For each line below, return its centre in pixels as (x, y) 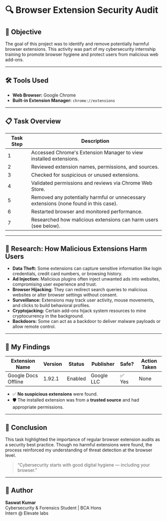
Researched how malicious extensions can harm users (95, 219)
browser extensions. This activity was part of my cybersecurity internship (81, 49)
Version (52, 364)
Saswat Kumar (21, 502)
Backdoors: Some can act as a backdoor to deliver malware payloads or (86, 321)
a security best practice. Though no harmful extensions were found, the (79, 445)
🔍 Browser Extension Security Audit (82, 10)
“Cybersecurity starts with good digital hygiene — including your (83, 465)
